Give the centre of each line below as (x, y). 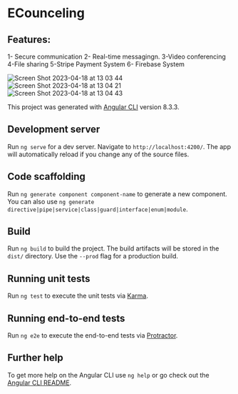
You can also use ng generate (51, 201)
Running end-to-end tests (66, 318)
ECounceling (46, 13)
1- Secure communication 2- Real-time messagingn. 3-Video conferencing (117, 56)
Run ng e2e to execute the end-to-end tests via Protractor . (93, 335)
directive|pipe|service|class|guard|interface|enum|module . (98, 209)
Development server (54, 130)
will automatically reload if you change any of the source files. (98, 154)
